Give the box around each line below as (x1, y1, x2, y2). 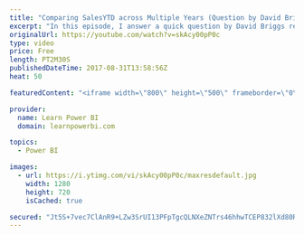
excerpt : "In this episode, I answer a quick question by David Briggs (9, 22, 285, 31)
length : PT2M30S (9, 55, 71, 64)
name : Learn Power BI (17, 113, 100, 122)
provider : (9, 105, 47, 114)
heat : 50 (9, 72, 43, 81)
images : (9, 163, 39, 172)
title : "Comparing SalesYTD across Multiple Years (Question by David (9, 13, 281, 23)
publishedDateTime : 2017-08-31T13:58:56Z (9, 64, 168, 73)
